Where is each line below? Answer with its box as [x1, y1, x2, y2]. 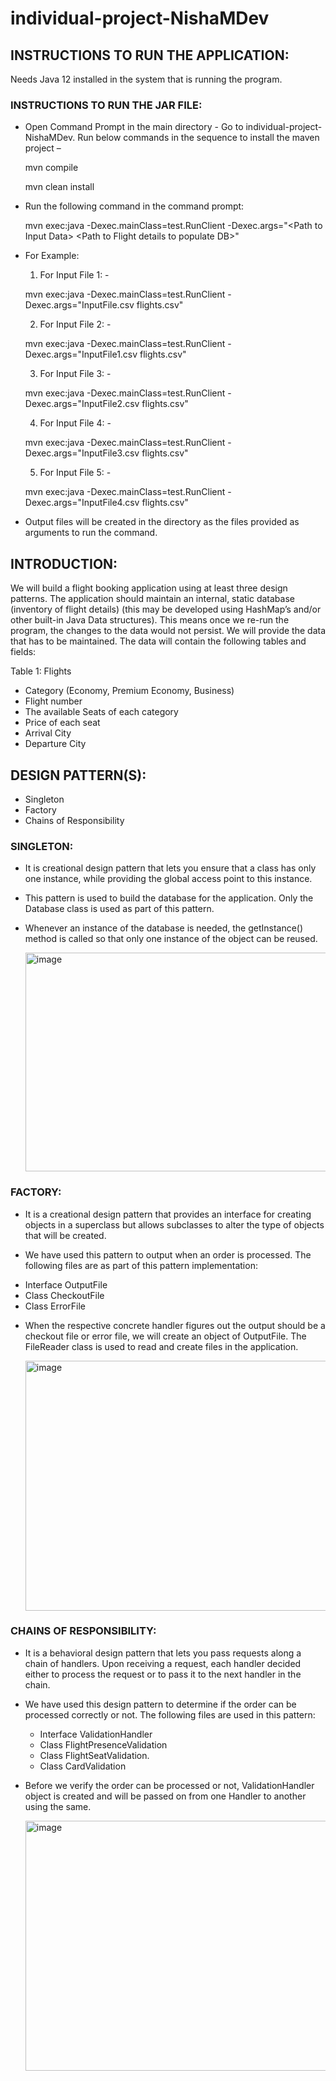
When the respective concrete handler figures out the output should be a [24, 1319, 326, 1331]
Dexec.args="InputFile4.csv [24, 497, 140, 509]
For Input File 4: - [39, 417, 112, 429]
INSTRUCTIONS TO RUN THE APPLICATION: [10, 47, 290, 64]
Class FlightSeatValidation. [39, 1749, 150, 1761]
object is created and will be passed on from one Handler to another [24, 1790, 307, 1802]
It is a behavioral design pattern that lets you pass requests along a [24, 1647, 302, 1659]
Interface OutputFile [24, 1278, 108, 1291]
